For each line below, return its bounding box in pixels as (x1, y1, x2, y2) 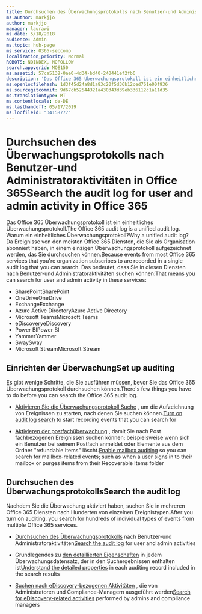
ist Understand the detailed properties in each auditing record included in (14, 564, 195, 571)
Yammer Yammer (14, 333, 57, 340)
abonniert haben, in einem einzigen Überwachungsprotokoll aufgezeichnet (6, 245, 191, 252)
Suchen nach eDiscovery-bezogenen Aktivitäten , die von (14, 582, 158, 589)
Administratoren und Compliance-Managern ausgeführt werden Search (14, 588, 191, 595)
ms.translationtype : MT (6, 93, 66, 99)
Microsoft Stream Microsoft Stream (14, 345, 101, 353)
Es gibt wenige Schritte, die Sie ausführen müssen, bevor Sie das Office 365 (6, 379, 195, 386)
